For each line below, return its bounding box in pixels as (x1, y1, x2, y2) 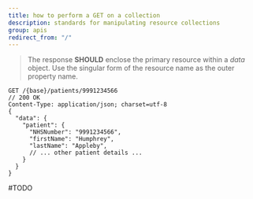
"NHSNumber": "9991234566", (28, 128, 122, 136)
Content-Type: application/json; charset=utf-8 (8, 101, 168, 109)
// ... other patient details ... (28, 149, 143, 157)
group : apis (8, 26, 47, 34)
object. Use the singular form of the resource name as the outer (27, 64, 235, 73)
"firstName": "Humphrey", (28, 135, 114, 143)
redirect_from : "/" (8, 33, 73, 42)
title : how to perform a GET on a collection (8, 11, 160, 20)
